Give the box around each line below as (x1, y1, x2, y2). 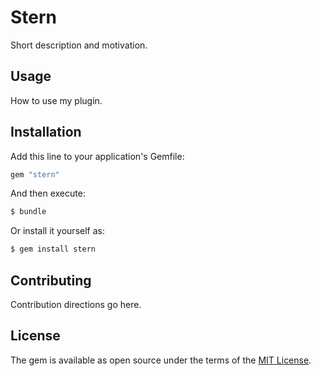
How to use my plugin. (10, 94, 103, 106)
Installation (10, 124, 82, 141)
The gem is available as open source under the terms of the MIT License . (10, 354, 312, 366)
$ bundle (10, 207, 47, 217)
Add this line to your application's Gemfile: (10, 150, 185, 162)
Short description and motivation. (10, 39, 148, 51)
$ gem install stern (10, 244, 97, 255)
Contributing (10, 272, 92, 289)
